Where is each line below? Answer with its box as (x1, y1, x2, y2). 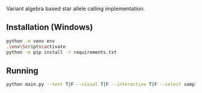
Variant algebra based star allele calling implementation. (6, 5, 145, 12)
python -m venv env (6, 38, 55, 44)
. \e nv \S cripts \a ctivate (6, 44, 66, 49)
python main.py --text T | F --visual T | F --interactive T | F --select (6, 82, 182, 88)
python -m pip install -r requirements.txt (6, 49, 117, 55)
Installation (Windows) (6, 22, 93, 32)
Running (6, 66, 39, 76)
